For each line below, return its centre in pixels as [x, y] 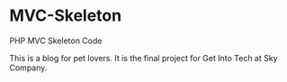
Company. [28, 68]
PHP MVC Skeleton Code [56, 41]
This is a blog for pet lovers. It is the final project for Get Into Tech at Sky [143, 58]
